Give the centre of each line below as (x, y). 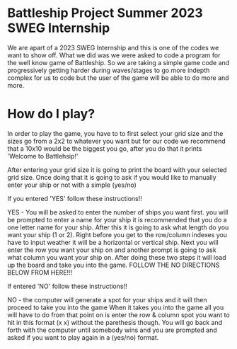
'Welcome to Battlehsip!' (43, 156)
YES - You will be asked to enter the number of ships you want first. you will (118, 212)
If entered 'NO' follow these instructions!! (67, 286)
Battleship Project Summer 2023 (105, 13)
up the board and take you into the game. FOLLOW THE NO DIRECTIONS (114, 265)
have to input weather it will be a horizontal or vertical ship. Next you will (113, 242)
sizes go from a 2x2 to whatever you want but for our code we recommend (117, 141)
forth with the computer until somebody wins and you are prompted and (112, 330)
